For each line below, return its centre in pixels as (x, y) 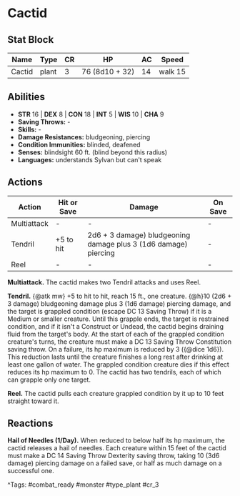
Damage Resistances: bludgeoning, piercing (84, 137)
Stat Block (31, 40)
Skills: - (29, 129)
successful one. (31, 471)
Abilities (26, 97)
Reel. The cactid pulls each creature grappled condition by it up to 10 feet (116, 393)
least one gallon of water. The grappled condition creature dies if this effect (119, 364)
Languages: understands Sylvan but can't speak (90, 159)
